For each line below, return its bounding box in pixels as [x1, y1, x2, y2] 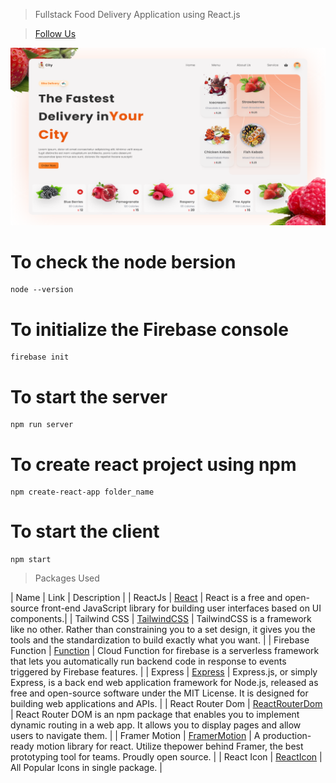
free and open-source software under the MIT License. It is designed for [10, 687, 309, 699]
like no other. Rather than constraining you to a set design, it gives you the [10, 624, 316, 636]
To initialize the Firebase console [10, 318, 289, 341]
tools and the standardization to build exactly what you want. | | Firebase [10, 634, 310, 646]
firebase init [10, 352, 70, 363]
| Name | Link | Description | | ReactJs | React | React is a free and [10, 592, 283, 604]
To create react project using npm [10, 453, 297, 476]
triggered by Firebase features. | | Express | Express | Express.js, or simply [10, 666, 318, 678]
